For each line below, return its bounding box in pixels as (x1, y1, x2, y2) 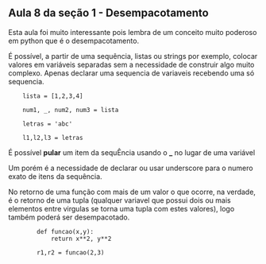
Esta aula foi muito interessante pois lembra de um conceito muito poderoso (8, 27, 257, 37)
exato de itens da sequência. (8, 171, 102, 181)
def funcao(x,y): (37, 227, 94, 235)
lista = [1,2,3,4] (22, 91, 83, 100)
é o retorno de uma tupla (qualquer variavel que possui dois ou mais (8, 195, 232, 205)
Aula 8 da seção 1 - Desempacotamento (8, 6, 209, 20)
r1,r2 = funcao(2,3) (37, 248, 105, 257)
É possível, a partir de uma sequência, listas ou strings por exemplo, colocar (8, 51, 258, 60)
